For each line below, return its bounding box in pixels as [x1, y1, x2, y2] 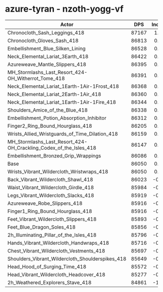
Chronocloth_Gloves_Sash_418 [7, 37, 79, 44]
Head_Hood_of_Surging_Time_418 [7, 263, 86, 270]
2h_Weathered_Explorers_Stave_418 [7, 279, 92, 286]
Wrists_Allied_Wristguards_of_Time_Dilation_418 [7, 130, 118, 137]
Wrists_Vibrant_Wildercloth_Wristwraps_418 [7, 168, 108, 175]
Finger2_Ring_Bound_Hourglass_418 [7, 122, 92, 129]
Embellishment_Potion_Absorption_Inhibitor [7, 115, 107, 121]
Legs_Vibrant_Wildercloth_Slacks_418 [7, 192, 95, 198]
